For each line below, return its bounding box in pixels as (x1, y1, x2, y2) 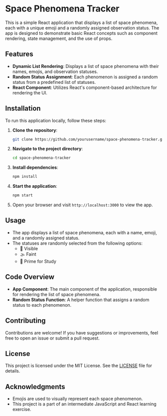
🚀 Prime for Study (19, 258, 56, 264)
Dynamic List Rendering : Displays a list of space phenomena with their (12, 63, 159, 69)
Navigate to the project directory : (12, 146, 83, 152)
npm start (12, 193, 33, 198)
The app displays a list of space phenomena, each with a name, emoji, (12, 229, 157, 235)
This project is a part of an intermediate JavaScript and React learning (12, 401, 157, 407)
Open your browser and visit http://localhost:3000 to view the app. (12, 202, 153, 208)
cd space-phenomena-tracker (12, 155, 71, 160)
